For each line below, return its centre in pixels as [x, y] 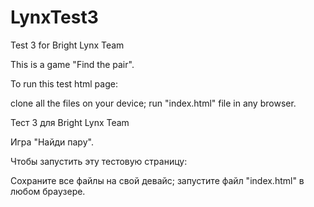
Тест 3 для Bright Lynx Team [70, 122]
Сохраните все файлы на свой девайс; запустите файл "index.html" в [157, 180]
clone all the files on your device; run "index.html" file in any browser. [153, 103]
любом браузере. [48, 191]
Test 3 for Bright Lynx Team [67, 45]
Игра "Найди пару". [52, 142]
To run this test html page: [64, 83]
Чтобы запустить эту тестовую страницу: [99, 161]
